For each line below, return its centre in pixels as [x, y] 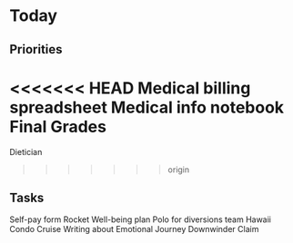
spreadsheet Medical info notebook [147, 107]
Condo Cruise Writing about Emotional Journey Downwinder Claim [134, 229]
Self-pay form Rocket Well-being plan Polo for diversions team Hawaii [140, 219]
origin [179, 170]
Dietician [26, 151]
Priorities [36, 49]
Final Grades [58, 126]
